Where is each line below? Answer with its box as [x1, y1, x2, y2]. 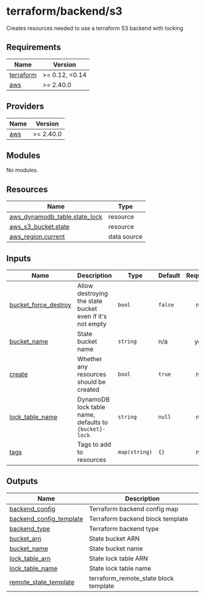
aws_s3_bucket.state [9, 223, 70, 231]
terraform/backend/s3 [6, 4, 123, 18]
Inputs [6, 253, 32, 264]
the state [77, 297, 103, 305]
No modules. [6, 167, 38, 174]
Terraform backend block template [88, 514, 189, 523]
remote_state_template [9, 578, 75, 586]
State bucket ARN [88, 534, 140, 542]
